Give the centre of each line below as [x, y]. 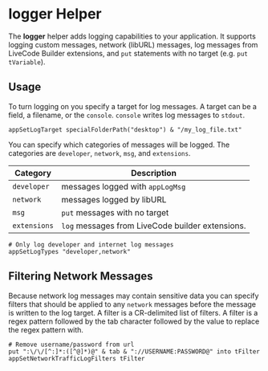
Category [33, 173]
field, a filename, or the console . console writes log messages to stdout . [127, 115]
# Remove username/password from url [71, 344]
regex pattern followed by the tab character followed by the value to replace [134, 321]
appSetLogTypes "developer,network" [69, 251]
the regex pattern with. [46, 329]
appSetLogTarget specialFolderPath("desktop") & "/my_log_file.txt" [125, 129]
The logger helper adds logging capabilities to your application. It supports [132, 36]
